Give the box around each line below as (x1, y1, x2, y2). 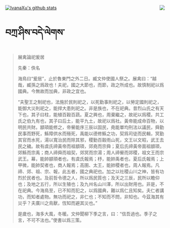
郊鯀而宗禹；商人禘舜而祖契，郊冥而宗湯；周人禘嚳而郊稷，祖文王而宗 (17, 149, 164, 155)
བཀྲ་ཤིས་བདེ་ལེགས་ (5, 27, 65, 38)
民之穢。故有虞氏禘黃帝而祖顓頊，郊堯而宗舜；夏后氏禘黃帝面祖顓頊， (17, 143, 164, 149)
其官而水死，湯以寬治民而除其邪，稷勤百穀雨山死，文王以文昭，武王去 (17, 136, 164, 143)
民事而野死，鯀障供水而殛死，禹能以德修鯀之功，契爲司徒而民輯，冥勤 (17, 130, 164, 136)
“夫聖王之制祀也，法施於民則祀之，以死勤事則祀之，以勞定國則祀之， (17, 99, 162, 105)
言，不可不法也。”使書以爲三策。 (17, 217, 84, 223)
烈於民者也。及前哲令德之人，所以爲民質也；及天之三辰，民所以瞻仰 (17, 174, 160, 180)
